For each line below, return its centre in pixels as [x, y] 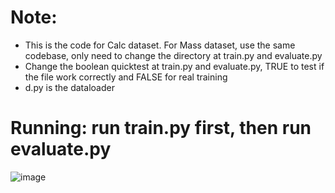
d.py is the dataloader [69, 87]
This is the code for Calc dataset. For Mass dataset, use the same [160, 45]
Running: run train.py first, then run [161, 128]
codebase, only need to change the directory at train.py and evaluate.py [173, 55]
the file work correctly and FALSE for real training [126, 77]
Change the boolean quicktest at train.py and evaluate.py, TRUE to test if [174, 66]
